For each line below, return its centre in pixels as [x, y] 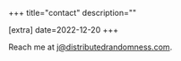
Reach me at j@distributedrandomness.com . [90, 47]
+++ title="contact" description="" [73, 13]
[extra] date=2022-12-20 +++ [63, 30]
